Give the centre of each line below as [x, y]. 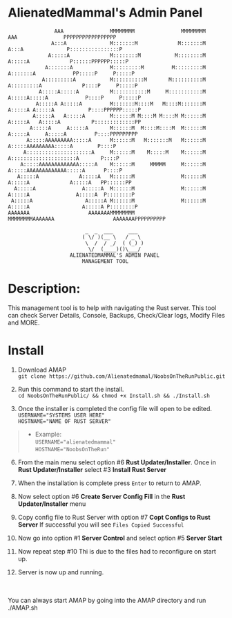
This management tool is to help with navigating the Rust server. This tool [112, 308]
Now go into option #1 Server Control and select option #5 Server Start [120, 538]
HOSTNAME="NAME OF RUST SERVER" [64, 421]
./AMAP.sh [23, 608]
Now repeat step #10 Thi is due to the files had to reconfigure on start [117, 551]
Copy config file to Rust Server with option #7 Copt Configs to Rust [114, 517]
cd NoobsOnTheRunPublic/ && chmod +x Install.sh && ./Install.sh [114, 396]
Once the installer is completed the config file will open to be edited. [115, 408]
